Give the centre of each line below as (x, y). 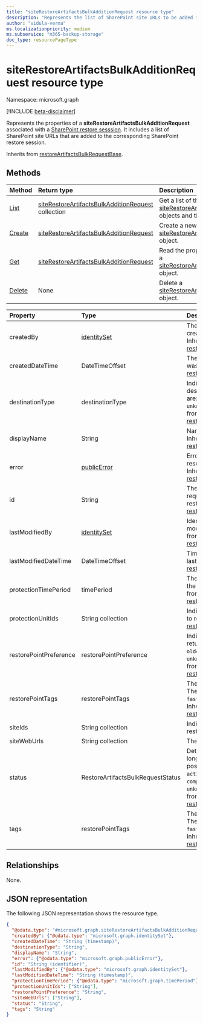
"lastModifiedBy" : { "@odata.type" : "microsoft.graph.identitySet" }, (100, 970)
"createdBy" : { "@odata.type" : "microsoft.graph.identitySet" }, (93, 936)
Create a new (178, 225)
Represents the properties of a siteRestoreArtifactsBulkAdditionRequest (98, 123)
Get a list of (175, 200)
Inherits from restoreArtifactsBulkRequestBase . (65, 154)
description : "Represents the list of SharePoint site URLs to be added (100, 18)
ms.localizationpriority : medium (48, 29)
